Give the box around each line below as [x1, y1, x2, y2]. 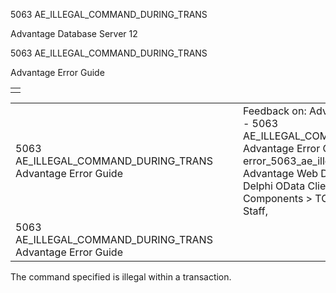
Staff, [242, 204, 268, 218]
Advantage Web [242, 167, 318, 180]
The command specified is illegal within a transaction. [10, 271, 232, 283]
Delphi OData [242, 179, 306, 193]
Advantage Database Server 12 [10, 28, 138, 39]
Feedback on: [242, 104, 307, 118]
